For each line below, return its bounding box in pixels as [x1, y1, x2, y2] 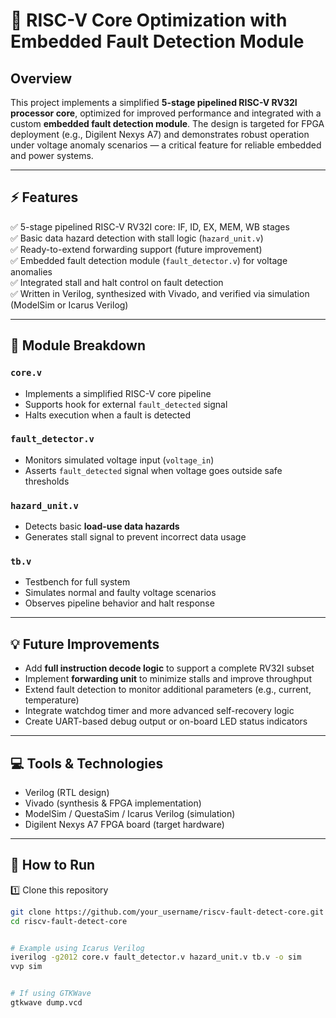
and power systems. [10, 150, 94, 161]
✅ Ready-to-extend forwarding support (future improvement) [10, 243, 263, 255]
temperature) [24, 694, 80, 706]
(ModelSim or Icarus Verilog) [10, 299, 129, 311]
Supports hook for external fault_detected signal [24, 398, 228, 410]
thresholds [24, 475, 70, 487]
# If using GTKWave [10, 989, 92, 999]
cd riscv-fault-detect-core [10, 916, 128, 926]
